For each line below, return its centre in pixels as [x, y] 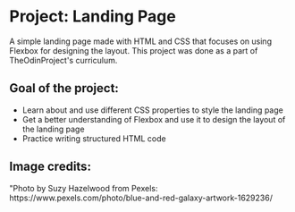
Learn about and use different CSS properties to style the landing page [152, 110]
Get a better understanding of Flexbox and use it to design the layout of [154, 119]
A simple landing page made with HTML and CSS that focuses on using [141, 41]
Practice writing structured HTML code [94, 138]
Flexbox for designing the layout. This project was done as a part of [134, 50]
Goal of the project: [64, 88]
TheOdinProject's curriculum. [63, 60]
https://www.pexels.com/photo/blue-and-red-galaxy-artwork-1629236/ [141, 198]
